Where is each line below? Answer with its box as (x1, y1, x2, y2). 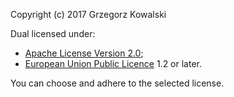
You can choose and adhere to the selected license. (10, 77, 225, 89)
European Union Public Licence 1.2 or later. (24, 58, 202, 69)
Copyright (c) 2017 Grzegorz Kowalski (10, 9, 167, 20)
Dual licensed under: (10, 28, 96, 39)
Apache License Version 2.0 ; (24, 47, 144, 59)
